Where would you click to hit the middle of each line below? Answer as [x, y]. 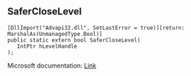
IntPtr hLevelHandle [47, 46]
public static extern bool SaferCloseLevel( [74, 40]
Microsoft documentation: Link [52, 65]
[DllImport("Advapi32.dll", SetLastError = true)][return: [96, 27]
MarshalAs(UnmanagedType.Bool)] [55, 34]
